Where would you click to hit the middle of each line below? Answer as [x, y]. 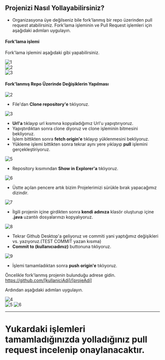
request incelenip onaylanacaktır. [75, 350]
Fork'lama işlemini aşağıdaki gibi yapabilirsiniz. [52, 53]
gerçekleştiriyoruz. [31, 150]
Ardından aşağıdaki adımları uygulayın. [44, 290]
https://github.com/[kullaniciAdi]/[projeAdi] [49, 280]
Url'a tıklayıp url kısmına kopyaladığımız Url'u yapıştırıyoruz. [73, 123]
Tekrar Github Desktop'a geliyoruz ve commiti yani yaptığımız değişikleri [85, 236]
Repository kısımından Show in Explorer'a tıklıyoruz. [65, 169]
